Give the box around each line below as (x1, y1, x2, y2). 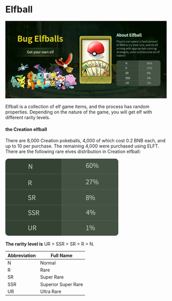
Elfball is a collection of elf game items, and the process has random (5, 103, 149, 109)
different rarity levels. (5, 114, 50, 120)
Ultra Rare (40, 288, 61, 294)
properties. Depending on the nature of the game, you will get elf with (5, 109, 153, 115)
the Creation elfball (5, 126, 47, 132)
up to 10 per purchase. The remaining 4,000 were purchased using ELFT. (5, 143, 160, 149)
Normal (40, 259, 56, 266)
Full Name (50, 252, 73, 258)
